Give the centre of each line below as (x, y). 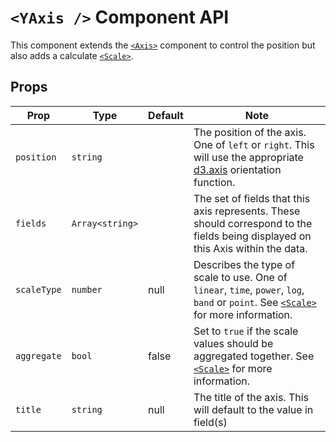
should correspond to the (253, 223)
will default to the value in (253, 409)
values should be (233, 343)
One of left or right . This (254, 144)
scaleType (38, 289)
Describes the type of (244, 264)
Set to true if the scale (246, 331)
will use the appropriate (248, 157)
